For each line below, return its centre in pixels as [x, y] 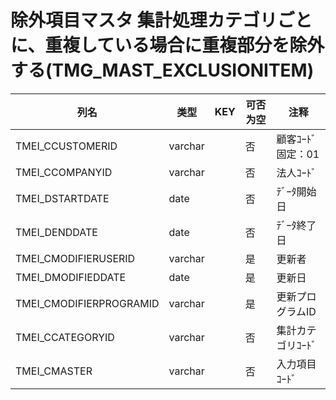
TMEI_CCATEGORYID [65, 337]
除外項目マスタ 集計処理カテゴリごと [161, 20]
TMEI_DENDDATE [56, 232]
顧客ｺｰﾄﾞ [296, 139]
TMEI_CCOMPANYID [64, 172]
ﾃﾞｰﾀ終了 [296, 225]
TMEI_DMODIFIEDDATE [71, 277]
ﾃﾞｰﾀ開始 [296, 191]
